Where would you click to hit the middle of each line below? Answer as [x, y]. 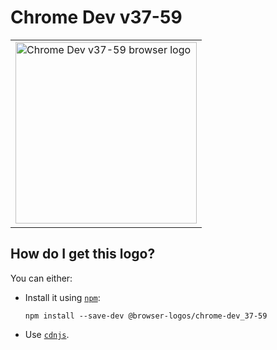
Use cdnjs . [47, 334]
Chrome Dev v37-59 [96, 17]
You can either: [41, 278]
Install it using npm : [62, 297]
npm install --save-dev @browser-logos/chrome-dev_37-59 [146, 316]
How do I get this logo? [83, 254]
